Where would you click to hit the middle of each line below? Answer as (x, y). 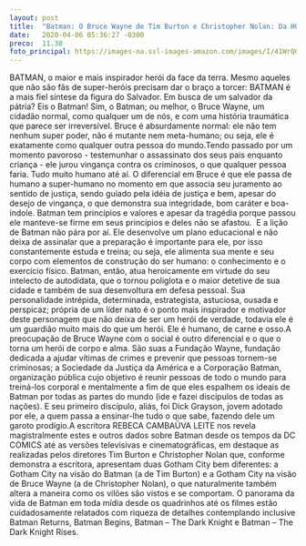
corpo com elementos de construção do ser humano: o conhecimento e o (148, 261)
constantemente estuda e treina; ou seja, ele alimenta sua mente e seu (142, 252)
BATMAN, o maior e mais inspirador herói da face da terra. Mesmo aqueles (150, 77)
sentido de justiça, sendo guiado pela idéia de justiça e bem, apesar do (143, 194)
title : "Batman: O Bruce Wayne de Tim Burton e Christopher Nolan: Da (148, 26)
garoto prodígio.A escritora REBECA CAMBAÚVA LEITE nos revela (133, 426)
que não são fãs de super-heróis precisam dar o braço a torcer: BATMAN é (150, 87)
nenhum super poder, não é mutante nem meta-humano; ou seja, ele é (142, 136)
